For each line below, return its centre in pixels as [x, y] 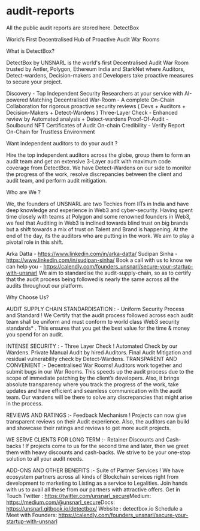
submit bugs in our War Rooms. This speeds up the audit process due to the [100, 371]
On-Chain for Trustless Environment [51, 132]
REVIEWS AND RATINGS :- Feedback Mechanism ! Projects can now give [96, 415]
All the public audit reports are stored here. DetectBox [73, 28]
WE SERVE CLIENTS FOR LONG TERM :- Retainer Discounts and [85, 439]
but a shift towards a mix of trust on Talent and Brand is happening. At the [97, 229]
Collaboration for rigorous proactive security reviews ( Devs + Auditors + [96, 106]
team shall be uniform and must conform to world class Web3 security [93, 321]
